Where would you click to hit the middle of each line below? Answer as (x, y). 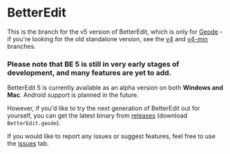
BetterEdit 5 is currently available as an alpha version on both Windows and (115, 88)
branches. (21, 46)
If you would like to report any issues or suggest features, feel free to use (112, 136)
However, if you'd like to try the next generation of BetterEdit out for (104, 109)
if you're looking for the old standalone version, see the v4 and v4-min (108, 38)
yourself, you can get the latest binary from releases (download (97, 115)
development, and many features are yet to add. (89, 72)
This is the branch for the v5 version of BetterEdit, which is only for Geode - (115, 32)
